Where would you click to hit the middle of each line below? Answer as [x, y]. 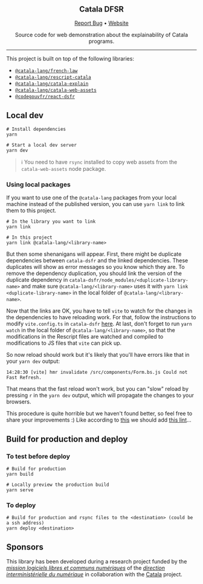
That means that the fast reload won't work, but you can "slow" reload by [98, 389]
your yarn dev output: [33, 361]
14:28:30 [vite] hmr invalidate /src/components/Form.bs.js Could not [97, 373]
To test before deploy [38, 456]
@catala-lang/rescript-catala [53, 78]
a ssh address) [25, 523]
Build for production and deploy [67, 439]
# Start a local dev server [42, 145]
